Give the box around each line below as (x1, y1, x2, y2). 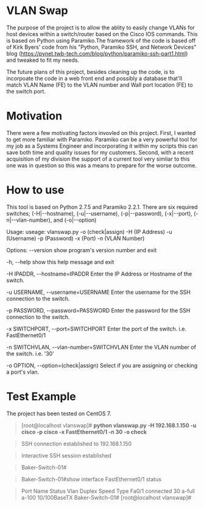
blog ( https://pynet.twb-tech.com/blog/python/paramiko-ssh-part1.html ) (6, 49, 188, 57)
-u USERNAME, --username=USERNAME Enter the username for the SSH (6, 288, 191, 296)
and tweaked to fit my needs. (6, 56, 80, 64)
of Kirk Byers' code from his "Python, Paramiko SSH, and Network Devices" (6, 43, 197, 51)
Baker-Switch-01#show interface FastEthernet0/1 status (21, 475, 162, 483)
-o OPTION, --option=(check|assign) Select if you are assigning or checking (6, 362, 198, 369)
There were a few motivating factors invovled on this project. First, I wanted (6, 129, 196, 136)
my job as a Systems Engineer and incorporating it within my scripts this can (6, 142, 198, 150)
